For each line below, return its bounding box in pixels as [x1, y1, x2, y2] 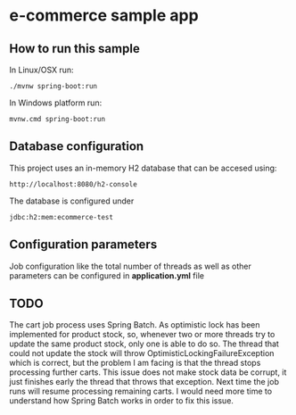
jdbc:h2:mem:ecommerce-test [9, 212, 114, 221]
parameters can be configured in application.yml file [9, 270, 205, 281]
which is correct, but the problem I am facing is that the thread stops [9, 358, 261, 369]
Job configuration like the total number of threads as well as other [9, 261, 251, 271]
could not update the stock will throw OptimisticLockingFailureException [9, 348, 275, 359]
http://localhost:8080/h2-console [9, 179, 138, 188]
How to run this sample [9, 41, 140, 56]
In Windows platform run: [9, 97, 103, 108]
